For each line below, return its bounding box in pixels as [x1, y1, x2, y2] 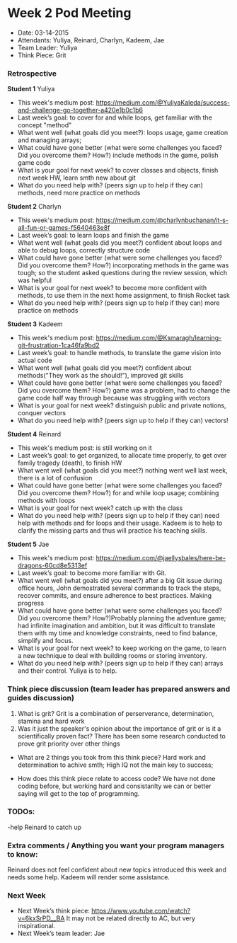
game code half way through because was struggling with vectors [17, 394, 211, 403]
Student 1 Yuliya [7, 85, 55, 93]
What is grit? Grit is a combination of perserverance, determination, [17, 709, 214, 717]
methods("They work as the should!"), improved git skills [17, 371, 184, 380]
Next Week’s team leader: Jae [17, 929, 105, 938]
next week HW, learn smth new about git [17, 173, 136, 182]
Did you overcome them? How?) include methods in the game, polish [17, 151, 219, 160]
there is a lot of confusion [17, 474, 93, 482]
